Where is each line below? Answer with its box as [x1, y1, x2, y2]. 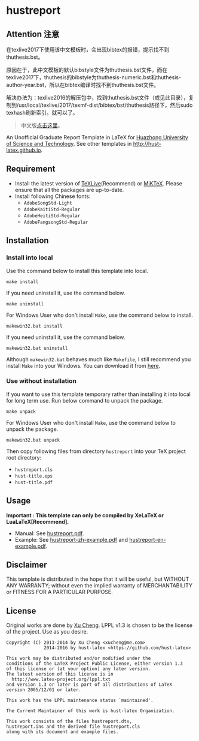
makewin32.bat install [6, 323, 63, 329]
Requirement [6, 164, 56, 174]
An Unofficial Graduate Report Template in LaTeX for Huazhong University [6, 134, 188, 141]
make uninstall [6, 301, 44, 307]
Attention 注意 [6, 29, 60, 39]
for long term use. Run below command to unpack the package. [6, 397, 163, 404]
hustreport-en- [129, 536, 166, 543]
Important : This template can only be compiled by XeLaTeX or [6, 511, 164, 519]
